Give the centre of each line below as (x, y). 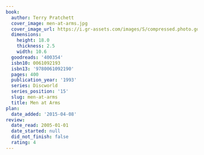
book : (12, 12)
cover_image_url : (33, 29)
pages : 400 (25, 74)
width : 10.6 (32, 52)
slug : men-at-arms (35, 97)
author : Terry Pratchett (43, 18)
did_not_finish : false (40, 137)
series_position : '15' (40, 92)
